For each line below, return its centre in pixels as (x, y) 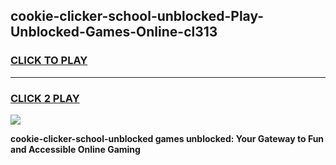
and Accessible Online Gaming (75, 149)
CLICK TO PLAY (49, 61)
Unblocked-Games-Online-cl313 (114, 32)
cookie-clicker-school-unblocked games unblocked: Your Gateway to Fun (167, 138)
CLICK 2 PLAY (45, 98)
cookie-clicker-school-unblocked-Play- (137, 16)
